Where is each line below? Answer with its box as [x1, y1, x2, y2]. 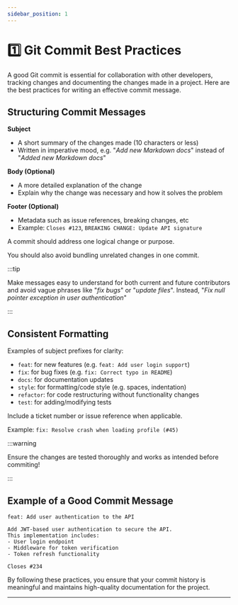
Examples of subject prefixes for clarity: [7, 346, 124, 355]
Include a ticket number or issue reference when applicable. [7, 412, 183, 420]
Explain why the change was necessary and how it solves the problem [17, 188, 223, 197]
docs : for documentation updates [17, 375, 114, 384]
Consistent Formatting [7, 327, 109, 340]
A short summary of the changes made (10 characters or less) [17, 139, 199, 147]
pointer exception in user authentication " [7, 293, 127, 302]
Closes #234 [7, 563, 42, 570]
